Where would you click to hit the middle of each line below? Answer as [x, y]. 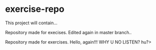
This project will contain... [31, 23]
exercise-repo [35, 9]
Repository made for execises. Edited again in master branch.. [69, 32]
